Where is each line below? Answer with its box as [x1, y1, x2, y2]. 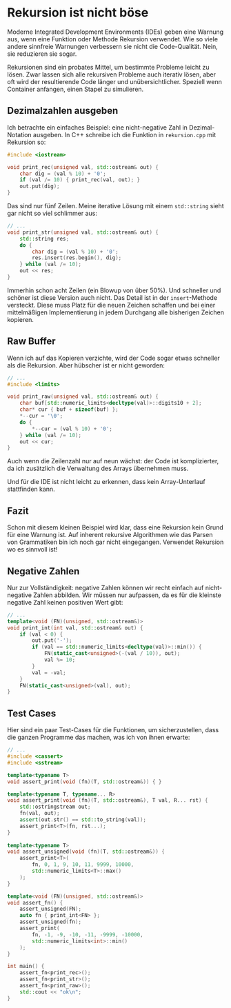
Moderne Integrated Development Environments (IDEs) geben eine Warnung [7, 28, 224, 36]
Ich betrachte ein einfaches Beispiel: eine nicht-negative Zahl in [7, 123, 188, 132]
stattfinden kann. [7, 485, 55, 494]
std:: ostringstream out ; [19, 803, 91, 811]
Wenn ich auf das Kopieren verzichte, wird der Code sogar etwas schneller [7, 354, 221, 362]
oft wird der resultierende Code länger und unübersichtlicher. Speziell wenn [7, 77, 223, 85]
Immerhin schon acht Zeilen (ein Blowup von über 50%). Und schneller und [7, 286, 221, 294]
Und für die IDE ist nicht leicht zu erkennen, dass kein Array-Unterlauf [7, 478, 205, 486]
